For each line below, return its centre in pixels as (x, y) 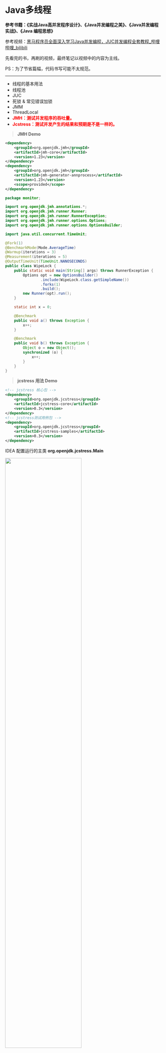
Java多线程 (28, 10)
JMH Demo (29, 134)
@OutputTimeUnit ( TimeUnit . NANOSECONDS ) (46, 262)
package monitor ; (23, 198)
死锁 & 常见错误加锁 (32, 101)
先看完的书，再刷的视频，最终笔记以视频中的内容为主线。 (63, 58)
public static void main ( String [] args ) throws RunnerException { (84, 270)
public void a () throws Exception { (52, 321)
